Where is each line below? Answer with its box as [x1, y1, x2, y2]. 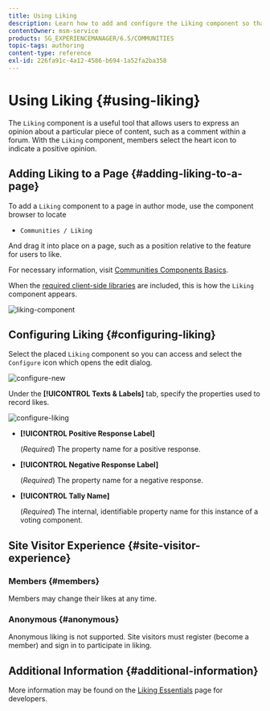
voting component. [19, 515, 83, 525]
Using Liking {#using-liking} [8, 92, 201, 110]
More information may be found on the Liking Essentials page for [8, 685, 223, 695]
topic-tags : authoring [8, 42, 84, 50]
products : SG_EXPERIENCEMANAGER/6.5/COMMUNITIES [8, 34, 174, 43]
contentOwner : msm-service [8, 27, 99, 35]
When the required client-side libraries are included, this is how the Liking [8, 280, 255, 290]
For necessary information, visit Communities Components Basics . [8, 265, 229, 275]
